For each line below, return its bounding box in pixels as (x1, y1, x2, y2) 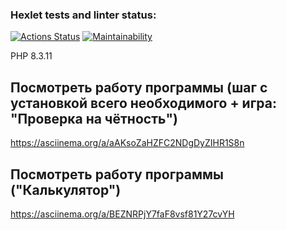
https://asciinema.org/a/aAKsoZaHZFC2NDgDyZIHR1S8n (10, 137, 245, 149)
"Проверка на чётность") (10, 110, 178, 127)
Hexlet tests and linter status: (10, 8, 157, 22)
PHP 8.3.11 (10, 50, 53, 62)
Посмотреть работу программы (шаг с (10, 79, 268, 96)
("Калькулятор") (10, 181, 122, 198)
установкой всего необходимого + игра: (10, 94, 277, 112)
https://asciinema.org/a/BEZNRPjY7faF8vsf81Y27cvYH (10, 208, 235, 220)
